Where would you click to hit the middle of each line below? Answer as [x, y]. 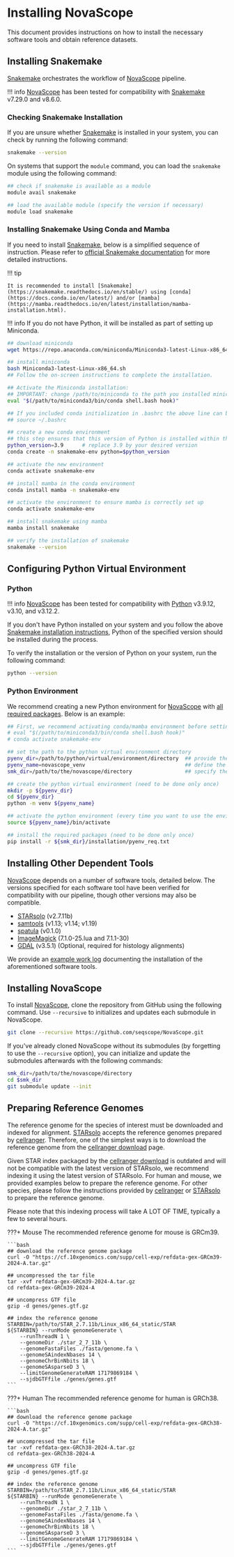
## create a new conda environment [59, 432]
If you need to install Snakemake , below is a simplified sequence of [103, 245]
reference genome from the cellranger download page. [86, 1147]
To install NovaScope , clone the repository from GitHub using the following [115, 1005]
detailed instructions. [37, 259]
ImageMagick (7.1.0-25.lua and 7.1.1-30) [73, 938]
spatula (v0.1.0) [39, 930]
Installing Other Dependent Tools [80, 863]
